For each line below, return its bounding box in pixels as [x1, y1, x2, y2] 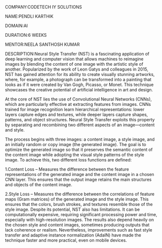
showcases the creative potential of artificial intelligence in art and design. [5, 87, 153, 92]
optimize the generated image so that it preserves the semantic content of [5, 147, 153, 152]
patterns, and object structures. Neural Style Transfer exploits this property [5, 117, 155, 122]
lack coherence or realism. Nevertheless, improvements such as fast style [5, 227, 152, 233]
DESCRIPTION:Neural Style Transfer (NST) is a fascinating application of [5, 51, 150, 57]
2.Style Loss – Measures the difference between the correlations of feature [5, 191, 155, 197]
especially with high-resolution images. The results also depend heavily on [5, 217, 154, 222]
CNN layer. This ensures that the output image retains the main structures [5, 176, 152, 182]
